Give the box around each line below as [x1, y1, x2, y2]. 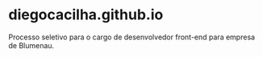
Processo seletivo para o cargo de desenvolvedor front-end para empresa [8, 32, 256, 42]
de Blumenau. [8, 40, 55, 50]
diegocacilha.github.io [8, 6, 164, 24]
